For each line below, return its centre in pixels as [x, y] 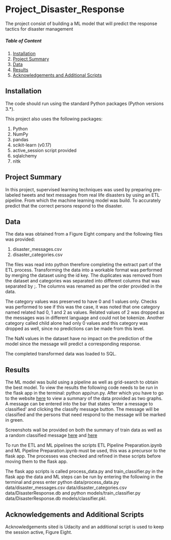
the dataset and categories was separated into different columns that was [83, 281]
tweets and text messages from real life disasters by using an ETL [91, 195]
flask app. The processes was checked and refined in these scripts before [83, 456]
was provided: [20, 239]
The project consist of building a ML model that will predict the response [81, 23]
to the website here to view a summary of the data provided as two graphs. [84, 398]
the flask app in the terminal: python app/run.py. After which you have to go [84, 393]
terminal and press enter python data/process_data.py [62, 482]
